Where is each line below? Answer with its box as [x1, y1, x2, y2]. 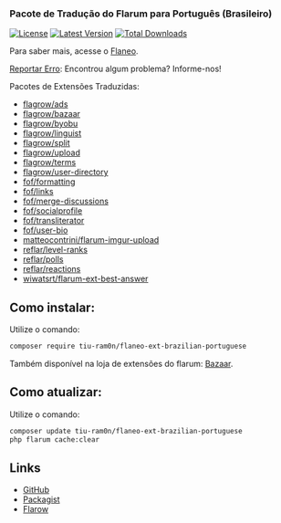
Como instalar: [9, 299, 96, 315]
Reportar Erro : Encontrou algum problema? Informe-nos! [9, 63, 222, 75]
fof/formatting [22, 176, 76, 187]
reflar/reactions [22, 264, 81, 275]
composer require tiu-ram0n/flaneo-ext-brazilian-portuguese [9, 341, 247, 351]
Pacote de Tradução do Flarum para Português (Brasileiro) [9, 7, 273, 20]
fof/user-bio [22, 225, 68, 235]
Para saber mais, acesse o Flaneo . [9, 46, 139, 57]
